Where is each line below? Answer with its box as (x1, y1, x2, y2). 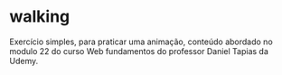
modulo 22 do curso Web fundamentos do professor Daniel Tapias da (9, 45, 269, 56)
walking (9, 6, 70, 27)
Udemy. (9, 55, 39, 66)
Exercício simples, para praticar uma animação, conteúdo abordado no (9, 36, 273, 47)
